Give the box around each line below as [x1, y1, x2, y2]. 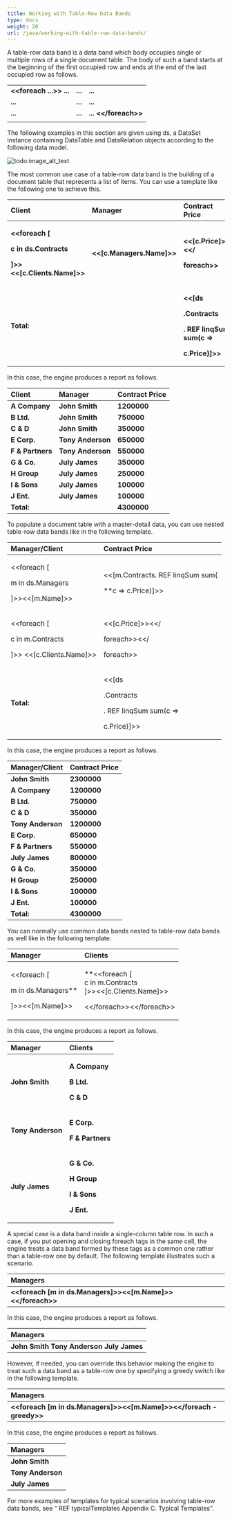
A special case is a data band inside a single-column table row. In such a [7, 1230, 214, 1238]
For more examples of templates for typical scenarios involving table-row [7, 1497, 215, 1505]
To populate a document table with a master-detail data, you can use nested [7, 520, 224, 529]
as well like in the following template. [7, 934, 112, 942]
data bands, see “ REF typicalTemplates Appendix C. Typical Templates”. [7, 1504, 214, 1513]
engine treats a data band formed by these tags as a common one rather [7, 1245, 214, 1253]
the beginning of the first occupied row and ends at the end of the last [7, 63, 207, 71]
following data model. [7, 143, 69, 152]
